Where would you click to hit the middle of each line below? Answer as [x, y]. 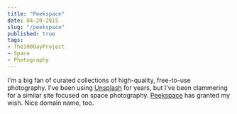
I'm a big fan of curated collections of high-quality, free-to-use [99, 80]
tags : [15, 40]
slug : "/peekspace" [36, 27]
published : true [31, 34]
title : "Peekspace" [36, 14]
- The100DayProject [36, 47]
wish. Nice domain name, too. [51, 103]
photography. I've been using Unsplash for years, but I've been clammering [118, 87]
